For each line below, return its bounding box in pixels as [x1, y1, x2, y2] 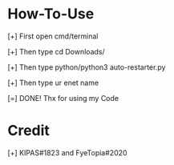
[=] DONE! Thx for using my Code [7, 93, 119, 103]
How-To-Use [7, 5, 95, 23]
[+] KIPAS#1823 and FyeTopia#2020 [7, 147, 127, 157]
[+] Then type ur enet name [7, 78, 99, 87]
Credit [7, 122, 50, 140]
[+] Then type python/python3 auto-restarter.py [7, 62, 166, 72]
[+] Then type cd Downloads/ [7, 46, 105, 56]
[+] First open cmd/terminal [7, 31, 99, 41]
